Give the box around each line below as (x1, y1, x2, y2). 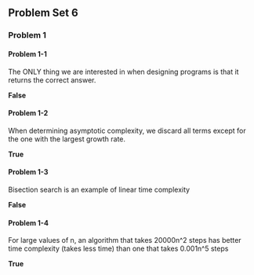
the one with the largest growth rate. (8, 134, 126, 144)
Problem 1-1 (8, 49, 47, 58)
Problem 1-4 (8, 218, 49, 227)
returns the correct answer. (8, 75, 96, 85)
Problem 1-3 (8, 167, 49, 177)
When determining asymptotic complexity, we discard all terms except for (8, 126, 246, 135)
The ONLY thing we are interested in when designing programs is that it (8, 67, 239, 76)
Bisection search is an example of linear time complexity (8, 185, 190, 194)
